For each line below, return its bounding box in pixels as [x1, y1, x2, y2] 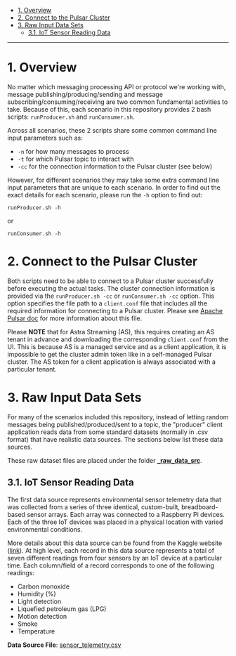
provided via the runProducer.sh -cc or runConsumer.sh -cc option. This [7, 291, 215, 300]
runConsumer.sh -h [7, 230, 61, 237]
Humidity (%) [17, 589, 56, 598]
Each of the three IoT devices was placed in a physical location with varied [7, 518, 223, 526]
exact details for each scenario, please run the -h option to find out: [7, 190, 203, 199]
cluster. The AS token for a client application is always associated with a [7, 357, 216, 366]
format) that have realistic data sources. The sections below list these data [7, 435, 223, 443]
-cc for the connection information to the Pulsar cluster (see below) [17, 162, 213, 171]
